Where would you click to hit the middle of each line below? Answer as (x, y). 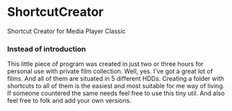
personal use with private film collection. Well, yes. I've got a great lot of (110, 71)
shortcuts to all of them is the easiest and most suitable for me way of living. (116, 86)
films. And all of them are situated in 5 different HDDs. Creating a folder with (116, 79)
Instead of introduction (47, 49)
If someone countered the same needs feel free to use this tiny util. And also (116, 93)
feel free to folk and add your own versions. (69, 101)
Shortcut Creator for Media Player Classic (66, 31)
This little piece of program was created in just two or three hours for (106, 64)
